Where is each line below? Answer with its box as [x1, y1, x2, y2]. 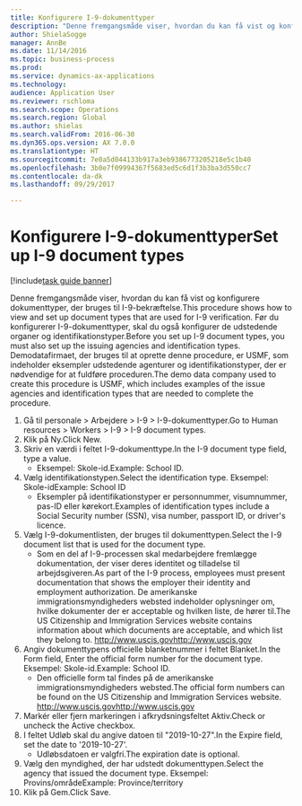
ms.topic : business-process [10, 55, 116, 64]
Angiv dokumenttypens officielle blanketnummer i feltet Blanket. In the [22, 644, 281, 655]
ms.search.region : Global [10, 113, 107, 122]
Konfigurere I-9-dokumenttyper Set [10, 226, 279, 247]
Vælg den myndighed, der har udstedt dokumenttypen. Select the [22, 758, 263, 769]
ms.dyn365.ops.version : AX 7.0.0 [10, 138, 135, 147]
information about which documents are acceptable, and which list [36, 625, 283, 635]
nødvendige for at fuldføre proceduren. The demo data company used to [10, 369, 277, 380]
